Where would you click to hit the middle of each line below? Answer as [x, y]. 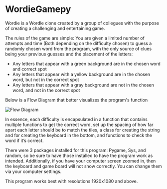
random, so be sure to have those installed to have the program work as [79, 155]
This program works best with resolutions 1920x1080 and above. [72, 181]
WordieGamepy [38, 9]
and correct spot [29, 69]
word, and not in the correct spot [46, 90]
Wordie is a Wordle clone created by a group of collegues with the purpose [82, 23]
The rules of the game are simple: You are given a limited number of [75, 38]
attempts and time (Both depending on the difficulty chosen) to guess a [79, 43]
